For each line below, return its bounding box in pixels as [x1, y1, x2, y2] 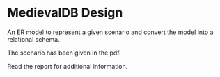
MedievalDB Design [7, 5, 123, 21]
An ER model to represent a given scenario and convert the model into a [7, 28, 214, 36]
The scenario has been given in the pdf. [7, 49, 121, 57]
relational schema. [7, 35, 61, 43]
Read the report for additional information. [7, 62, 128, 70]
